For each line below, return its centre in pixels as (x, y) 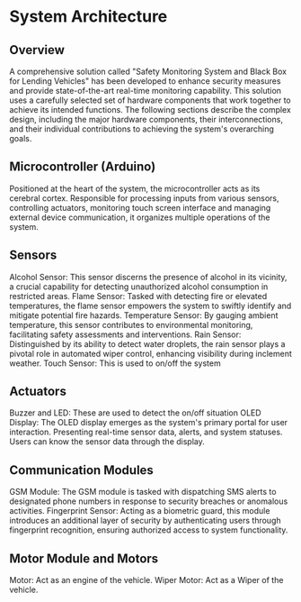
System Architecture (89, 17)
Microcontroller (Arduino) (83, 167)
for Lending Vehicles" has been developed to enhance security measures (145, 81)
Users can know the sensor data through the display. (107, 442)
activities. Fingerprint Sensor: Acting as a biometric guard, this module (140, 511)
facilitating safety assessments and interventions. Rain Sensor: (125, 334)
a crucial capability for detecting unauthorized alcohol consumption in (139, 287)
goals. (21, 138)
